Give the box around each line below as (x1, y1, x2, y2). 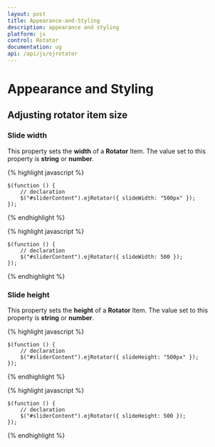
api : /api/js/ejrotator (7, 51, 78, 58)
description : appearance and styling (7, 24, 120, 31)
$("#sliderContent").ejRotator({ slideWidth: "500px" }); (20, 194, 196, 202)
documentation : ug (7, 43, 62, 51)
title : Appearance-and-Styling (7, 17, 100, 24)
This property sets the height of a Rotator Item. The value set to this (7, 306, 209, 314)
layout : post (7, 10, 46, 18)
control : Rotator (7, 37, 59, 44)
